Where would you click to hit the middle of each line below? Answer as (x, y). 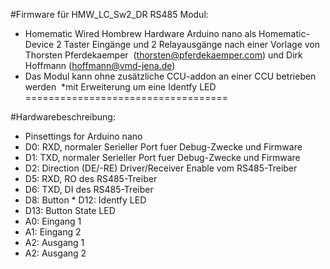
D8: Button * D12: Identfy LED (85, 200)
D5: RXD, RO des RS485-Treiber (91, 178)
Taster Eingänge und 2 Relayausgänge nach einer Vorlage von (192, 44)
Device (39, 44)
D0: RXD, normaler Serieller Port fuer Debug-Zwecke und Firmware (163, 147)
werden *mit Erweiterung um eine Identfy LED (120, 87)
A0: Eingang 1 (53, 221)
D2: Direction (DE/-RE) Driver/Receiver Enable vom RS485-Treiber (161, 168)
